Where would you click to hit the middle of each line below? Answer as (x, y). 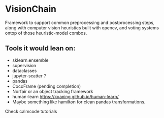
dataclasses (24, 71)
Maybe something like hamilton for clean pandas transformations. (79, 102)
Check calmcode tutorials (31, 111)
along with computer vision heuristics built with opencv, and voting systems (82, 27)
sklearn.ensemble (30, 60)
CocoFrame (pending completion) (47, 86)
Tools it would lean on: (40, 48)
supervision (24, 65)
